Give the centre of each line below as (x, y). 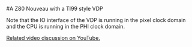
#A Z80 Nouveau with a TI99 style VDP (55, 9)
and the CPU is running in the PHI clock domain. (65, 26)
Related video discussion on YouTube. (53, 38)
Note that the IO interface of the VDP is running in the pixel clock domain (96, 20)
